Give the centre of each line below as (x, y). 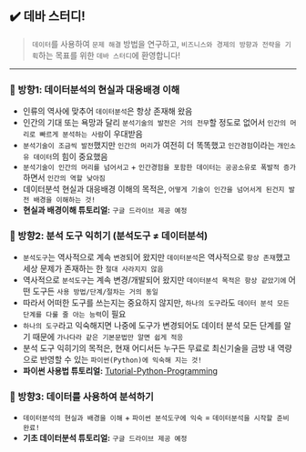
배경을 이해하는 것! (64, 200)
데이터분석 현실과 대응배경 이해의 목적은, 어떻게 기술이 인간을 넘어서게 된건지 (153, 189)
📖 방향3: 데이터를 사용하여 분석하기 (82, 397)
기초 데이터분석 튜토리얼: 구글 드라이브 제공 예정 (105, 437)
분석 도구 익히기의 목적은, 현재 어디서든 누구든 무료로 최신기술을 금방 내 (149, 348)
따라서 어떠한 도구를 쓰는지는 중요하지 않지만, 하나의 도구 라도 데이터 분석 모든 (156, 303)
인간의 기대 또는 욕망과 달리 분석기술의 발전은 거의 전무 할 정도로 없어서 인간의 (154, 123)
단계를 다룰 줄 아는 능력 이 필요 (74, 314)
